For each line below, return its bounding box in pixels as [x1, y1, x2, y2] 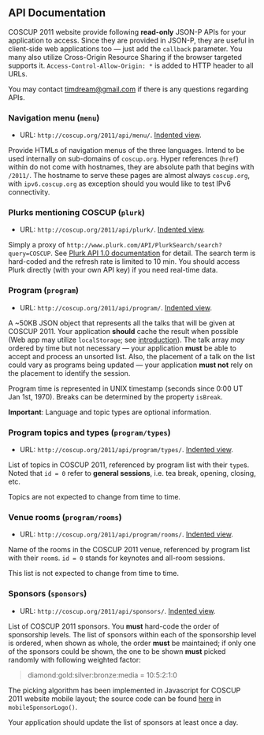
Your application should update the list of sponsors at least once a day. [8, 717, 239, 727]
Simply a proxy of [8, 240, 65, 250]
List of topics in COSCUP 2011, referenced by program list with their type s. [8, 460, 250, 470]
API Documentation [8, 6, 106, 20]
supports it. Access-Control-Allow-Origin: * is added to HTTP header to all [8, 61, 254, 70]
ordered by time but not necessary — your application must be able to [8, 343, 237, 353]
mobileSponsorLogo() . [8, 702, 78, 711]
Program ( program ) [8, 285, 79, 296]
